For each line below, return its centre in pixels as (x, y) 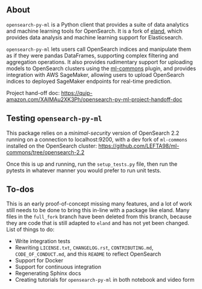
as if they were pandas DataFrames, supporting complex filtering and (93, 55)
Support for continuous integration (58, 267)
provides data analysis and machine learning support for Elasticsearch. (95, 37)
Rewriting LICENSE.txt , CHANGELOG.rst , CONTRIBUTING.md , (84, 248)
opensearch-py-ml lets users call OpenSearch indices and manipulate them (99, 49)
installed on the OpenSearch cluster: (52, 146)
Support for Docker (39, 261)
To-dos (20, 190)
